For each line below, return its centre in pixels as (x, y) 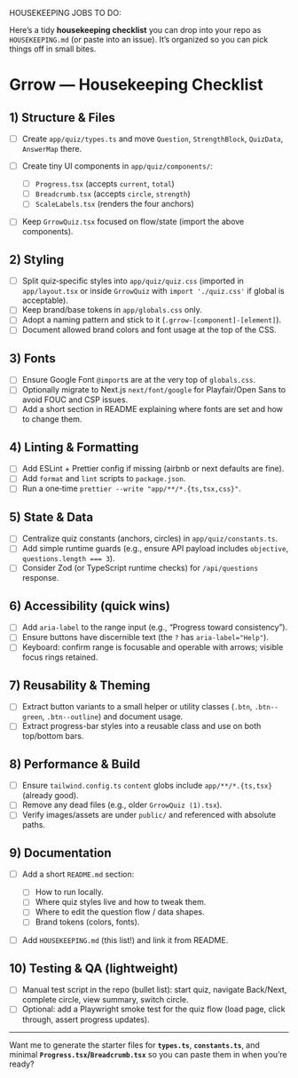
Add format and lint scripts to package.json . (104, 479)
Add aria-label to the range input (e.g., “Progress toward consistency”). (155, 627)
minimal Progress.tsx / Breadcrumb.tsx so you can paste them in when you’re (148, 1054)
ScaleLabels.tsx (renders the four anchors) (114, 204)
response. (40, 578)
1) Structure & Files (62, 118)
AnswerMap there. (52, 149)
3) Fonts (32, 358)
